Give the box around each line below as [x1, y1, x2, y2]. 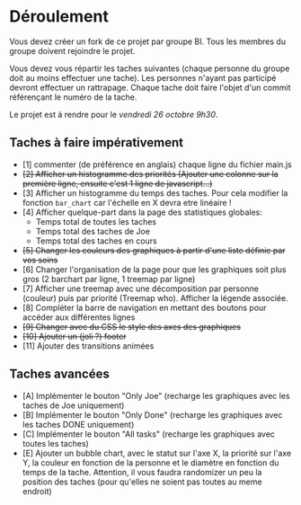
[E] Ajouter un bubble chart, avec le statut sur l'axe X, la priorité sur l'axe [22, 447, 292, 458]
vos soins [22, 254, 58, 265]
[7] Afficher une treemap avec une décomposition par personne [22, 283, 259, 294]
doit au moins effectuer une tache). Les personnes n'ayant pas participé [9, 72, 277, 83]
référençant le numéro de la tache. [9, 92, 137, 102]
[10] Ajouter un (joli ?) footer [22, 331, 128, 341]
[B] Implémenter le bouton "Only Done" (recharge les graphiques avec [22, 409, 283, 420]
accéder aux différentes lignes [22, 312, 136, 323]
